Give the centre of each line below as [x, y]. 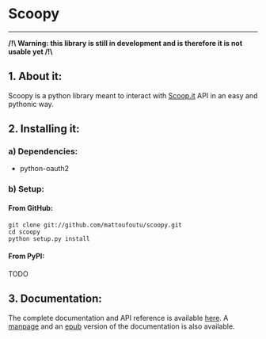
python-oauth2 [44, 169]
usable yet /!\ [30, 51]
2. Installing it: [44, 129]
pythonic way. [31, 104]
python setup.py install [49, 238]
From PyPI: [27, 256]
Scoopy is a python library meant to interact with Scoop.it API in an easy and [133, 95]
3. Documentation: [55, 299]
